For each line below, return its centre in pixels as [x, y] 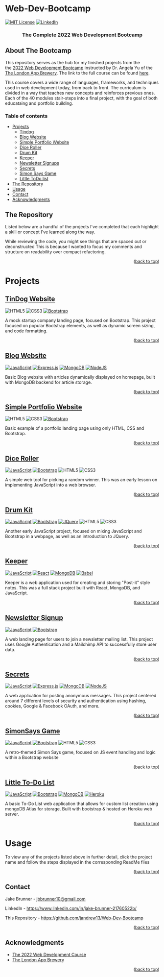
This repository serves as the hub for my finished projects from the [73, 62]
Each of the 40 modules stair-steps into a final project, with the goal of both [82, 98]
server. [12, 814]
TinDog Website [30, 299]
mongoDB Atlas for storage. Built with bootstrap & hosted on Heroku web [79, 809]
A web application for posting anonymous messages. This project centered [81, 696]
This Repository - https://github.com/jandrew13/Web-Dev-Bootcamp [74, 918]
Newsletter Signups [39, 163]
